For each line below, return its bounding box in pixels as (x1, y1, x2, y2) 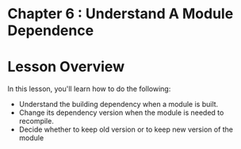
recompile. (18, 117, 55, 126)
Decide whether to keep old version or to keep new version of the (18, 124, 234, 135)
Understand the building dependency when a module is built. (18, 100, 219, 109)
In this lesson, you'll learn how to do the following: (7, 84, 171, 94)
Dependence (7, 21, 94, 40)
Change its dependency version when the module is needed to (18, 108, 224, 117)
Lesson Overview (7, 58, 124, 76)
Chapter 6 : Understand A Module (7, 5, 234, 23)
